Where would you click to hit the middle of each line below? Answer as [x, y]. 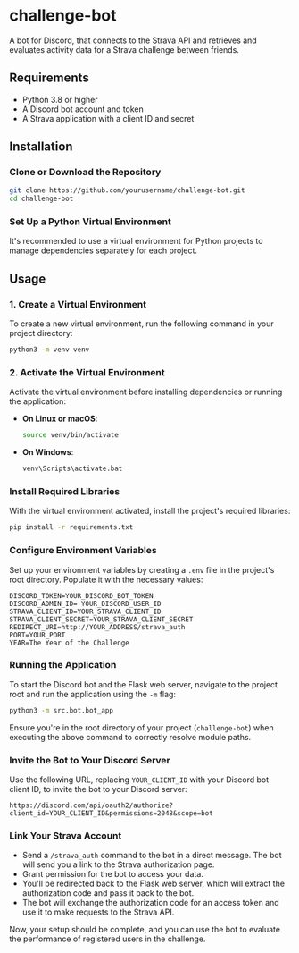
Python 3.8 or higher [60, 99]
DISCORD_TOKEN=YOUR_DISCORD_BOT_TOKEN [81, 595]
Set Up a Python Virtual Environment [90, 222]
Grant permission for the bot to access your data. [112, 874]
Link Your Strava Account [66, 835]
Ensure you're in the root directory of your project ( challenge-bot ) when [141, 727]
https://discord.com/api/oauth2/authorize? [91, 805]
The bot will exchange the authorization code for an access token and [150, 903]
